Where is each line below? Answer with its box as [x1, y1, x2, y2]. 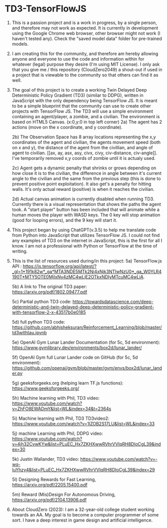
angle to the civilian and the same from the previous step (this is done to [11, 175, 161, 181]
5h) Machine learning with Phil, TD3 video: [11, 395, 100, 401]
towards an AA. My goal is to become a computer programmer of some [11, 511, 159, 517]
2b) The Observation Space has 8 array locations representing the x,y [11, 134, 156, 140]
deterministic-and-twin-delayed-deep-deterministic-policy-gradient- [11, 304, 154, 310]
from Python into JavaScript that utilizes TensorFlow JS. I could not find [11, 232, 160, 238]
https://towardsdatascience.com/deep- [72, 299, 153, 305]
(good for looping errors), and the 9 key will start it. [11, 217, 117, 223]
